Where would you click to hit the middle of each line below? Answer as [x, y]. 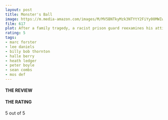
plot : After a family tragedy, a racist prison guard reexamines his [79, 28]
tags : [11, 38]
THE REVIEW [19, 91]
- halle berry [20, 56]
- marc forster [21, 42]
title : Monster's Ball [29, 14]
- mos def [15, 75]
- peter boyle [20, 65]
